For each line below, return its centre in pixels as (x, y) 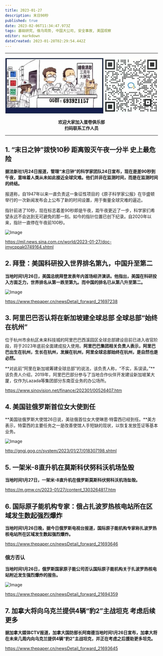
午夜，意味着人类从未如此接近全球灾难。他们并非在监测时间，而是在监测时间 (81, 177)
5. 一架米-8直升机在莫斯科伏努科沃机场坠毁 (70, 467)
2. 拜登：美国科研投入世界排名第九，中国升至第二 (79, 263)
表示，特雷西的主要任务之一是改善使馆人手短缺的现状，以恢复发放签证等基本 (81, 425)
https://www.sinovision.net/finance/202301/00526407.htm (64, 390)
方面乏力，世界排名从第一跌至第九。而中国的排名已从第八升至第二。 (77, 282)
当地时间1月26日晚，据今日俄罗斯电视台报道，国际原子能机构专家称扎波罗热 (81, 528)
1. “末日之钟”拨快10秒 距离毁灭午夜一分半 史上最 (77, 149)
